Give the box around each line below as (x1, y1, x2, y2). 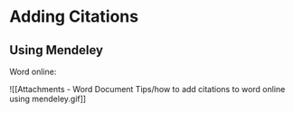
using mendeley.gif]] (9, 93, 87, 104)
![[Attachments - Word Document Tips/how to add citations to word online (9, 84, 286, 94)
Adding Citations (9, 6, 138, 27)
